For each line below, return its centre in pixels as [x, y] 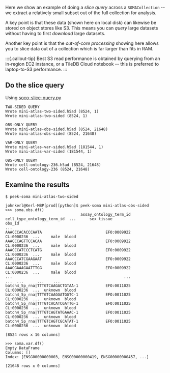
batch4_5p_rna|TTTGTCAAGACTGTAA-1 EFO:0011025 [68, 285]
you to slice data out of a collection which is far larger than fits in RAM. [79, 49]
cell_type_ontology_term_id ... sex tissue [59, 219]
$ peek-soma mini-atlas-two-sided [42, 196]
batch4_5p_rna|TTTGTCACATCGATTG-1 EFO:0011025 [68, 303]
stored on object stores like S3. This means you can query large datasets [82, 28]
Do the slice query [35, 85]
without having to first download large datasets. [55, 33]
